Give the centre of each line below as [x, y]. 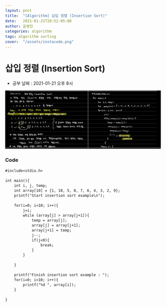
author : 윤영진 [19, 26]
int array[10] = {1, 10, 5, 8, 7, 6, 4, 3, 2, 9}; [67, 191]
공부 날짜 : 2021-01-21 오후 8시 [42, 83]
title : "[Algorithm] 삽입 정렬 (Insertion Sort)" [56, 16]
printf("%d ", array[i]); [50, 285]
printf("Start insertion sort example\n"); [60, 196]
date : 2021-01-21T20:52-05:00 [38, 21]
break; [47, 246]
